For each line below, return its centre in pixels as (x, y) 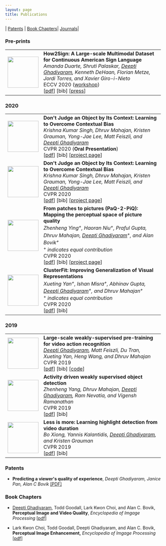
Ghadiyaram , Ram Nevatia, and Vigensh (90, 395)
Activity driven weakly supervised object (93, 377)
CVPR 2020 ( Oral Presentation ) (81, 149)
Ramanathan (59, 402)
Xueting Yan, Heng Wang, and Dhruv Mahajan (97, 356)
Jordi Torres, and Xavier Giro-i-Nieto (87, 78)
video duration (61, 428)
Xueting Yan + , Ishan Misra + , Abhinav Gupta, (95, 283)
